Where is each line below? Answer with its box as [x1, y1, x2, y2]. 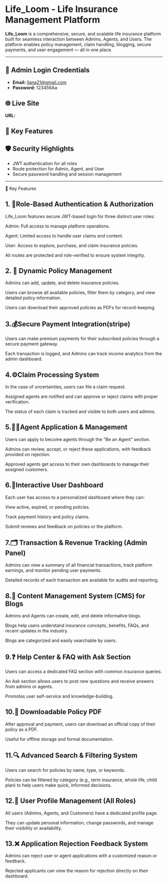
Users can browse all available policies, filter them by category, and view [5, 290, 155, 296]
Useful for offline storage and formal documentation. [5, 736, 114, 742]
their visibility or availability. [5, 825, 62, 831]
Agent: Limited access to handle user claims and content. [5, 233, 123, 239]
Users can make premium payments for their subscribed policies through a [5, 336, 159, 342]
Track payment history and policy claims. [5, 514, 90, 520]
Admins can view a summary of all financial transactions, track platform [5, 562, 152, 568]
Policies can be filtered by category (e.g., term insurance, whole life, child [5, 777, 157, 783]
